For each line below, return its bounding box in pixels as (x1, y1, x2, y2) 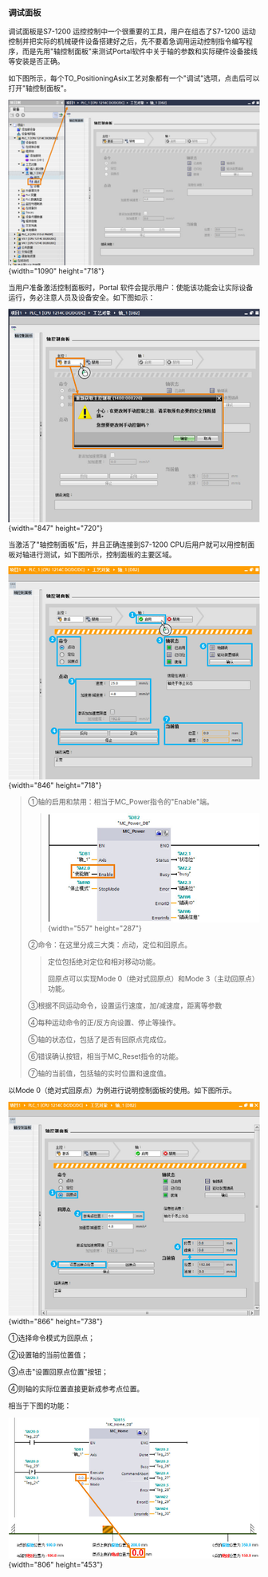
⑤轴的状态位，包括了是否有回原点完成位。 (27, 1034, 171, 1044)
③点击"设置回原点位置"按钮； (8, 1367, 109, 1377)
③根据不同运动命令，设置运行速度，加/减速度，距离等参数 (27, 1001, 223, 1010)
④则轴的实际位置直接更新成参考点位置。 (8, 1384, 144, 1394)
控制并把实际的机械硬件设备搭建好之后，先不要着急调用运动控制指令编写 (8, 37, 246, 46)
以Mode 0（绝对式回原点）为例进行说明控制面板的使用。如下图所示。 (8, 1085, 237, 1095)
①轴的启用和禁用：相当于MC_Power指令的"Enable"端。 (27, 797, 214, 807)
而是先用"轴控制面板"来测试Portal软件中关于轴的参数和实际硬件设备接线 (22, 46, 258, 57)
